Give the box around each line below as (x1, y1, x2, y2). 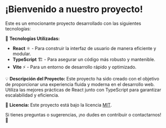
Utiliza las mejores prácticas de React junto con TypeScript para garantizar (5, 87, 161, 93)
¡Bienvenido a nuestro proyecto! (5, 4, 143, 15)
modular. (12, 51, 31, 57)
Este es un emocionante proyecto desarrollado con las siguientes (5, 20, 142, 26)
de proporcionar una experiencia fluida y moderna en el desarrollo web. (5, 81, 155, 87)
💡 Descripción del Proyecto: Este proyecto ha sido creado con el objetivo (5, 75, 159, 81)
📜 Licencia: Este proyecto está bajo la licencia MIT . (5, 102, 112, 108)
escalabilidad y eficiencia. (5, 92, 60, 98)
